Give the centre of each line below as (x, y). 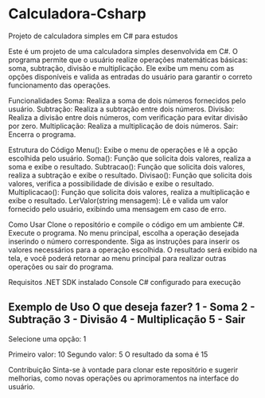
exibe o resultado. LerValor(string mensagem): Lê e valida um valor (118, 201)
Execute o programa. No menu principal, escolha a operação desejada (124, 232)
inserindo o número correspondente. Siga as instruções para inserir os (124, 241)
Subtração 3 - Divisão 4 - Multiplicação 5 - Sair (127, 320)
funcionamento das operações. (60, 85)
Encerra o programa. (42, 134)
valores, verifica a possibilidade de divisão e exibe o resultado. (111, 183)
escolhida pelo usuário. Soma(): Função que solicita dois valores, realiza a (130, 158)
